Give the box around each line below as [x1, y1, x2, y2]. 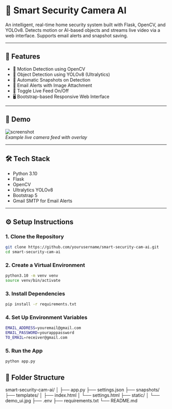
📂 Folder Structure [5, 373, 65, 382]
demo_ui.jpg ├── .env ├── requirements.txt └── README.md [5, 397, 138, 403]
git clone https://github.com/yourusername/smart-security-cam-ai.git [5, 245, 159, 250]
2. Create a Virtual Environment [5, 261, 85, 268]
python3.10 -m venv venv [5, 273, 58, 279]
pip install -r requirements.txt [5, 302, 77, 307]
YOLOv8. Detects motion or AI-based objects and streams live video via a [5, 27, 160, 33]
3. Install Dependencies [5, 290, 66, 297]
